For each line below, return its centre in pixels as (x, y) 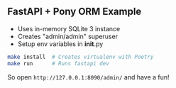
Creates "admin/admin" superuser (68, 36)
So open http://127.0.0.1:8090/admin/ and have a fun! (88, 77)
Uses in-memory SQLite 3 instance (69, 28)
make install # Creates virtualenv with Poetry (81, 57)
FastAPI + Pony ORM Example (75, 12)
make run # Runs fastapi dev (59, 63)
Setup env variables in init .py (60, 44)
